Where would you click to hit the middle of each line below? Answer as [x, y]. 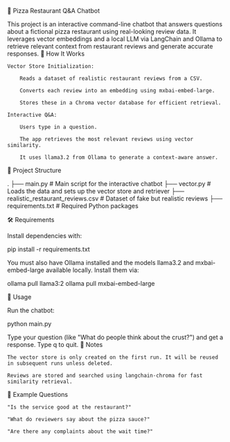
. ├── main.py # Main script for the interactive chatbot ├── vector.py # [109, 184]
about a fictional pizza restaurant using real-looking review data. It [102, 32]
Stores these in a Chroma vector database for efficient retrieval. [121, 103]
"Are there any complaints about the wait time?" [80, 432]
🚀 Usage [19, 297]
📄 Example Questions [37, 394]
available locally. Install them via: [93, 270]
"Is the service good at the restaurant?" [69, 407]
